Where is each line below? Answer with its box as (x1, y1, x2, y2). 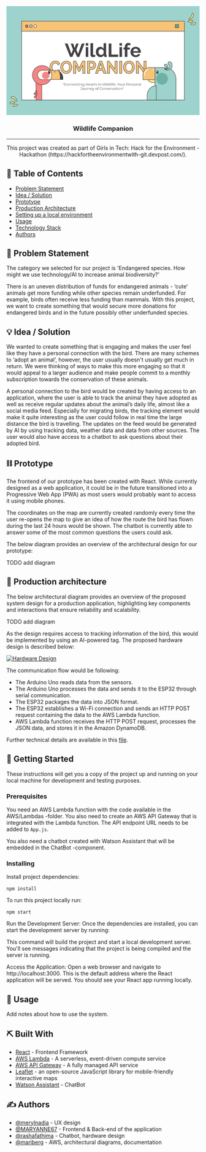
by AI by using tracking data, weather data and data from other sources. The (6, 427, 200, 434)
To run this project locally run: (6, 897, 82, 904)
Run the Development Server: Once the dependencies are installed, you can (6, 920, 198, 927)
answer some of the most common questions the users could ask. (6, 528, 174, 536)
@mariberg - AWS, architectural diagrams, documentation (15, 1138, 162, 1146)
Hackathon (19, 150, 47, 158)
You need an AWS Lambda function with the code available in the (6, 806, 172, 813)
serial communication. (15, 691, 72, 699)
